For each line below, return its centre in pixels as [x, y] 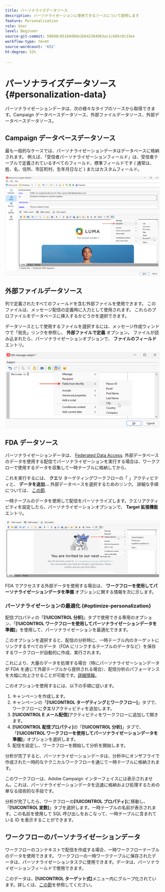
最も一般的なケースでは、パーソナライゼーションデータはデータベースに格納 [82, 151]
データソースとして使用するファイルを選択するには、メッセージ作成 [74, 326]
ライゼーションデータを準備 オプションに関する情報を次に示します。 [87, 592]
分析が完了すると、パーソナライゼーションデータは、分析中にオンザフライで [82, 756]
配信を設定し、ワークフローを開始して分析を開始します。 [70, 745]
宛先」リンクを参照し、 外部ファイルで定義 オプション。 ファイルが [86, 333]
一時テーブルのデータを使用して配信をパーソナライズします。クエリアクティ [82, 501]
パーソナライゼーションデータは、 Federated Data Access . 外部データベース [82, 455]
